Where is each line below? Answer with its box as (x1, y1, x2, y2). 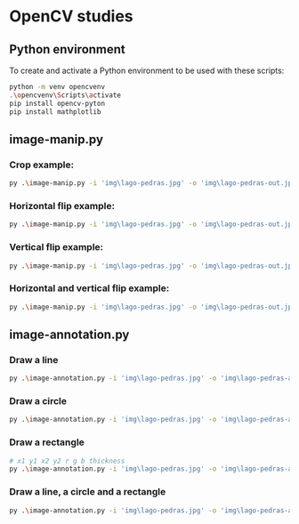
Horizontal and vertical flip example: (9, 282, 170, 294)
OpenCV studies (9, 6, 133, 27)
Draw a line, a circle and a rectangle (9, 486, 166, 498)
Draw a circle (9, 395, 68, 407)
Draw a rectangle (9, 436, 85, 448)
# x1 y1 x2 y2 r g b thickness (9, 456, 125, 465)
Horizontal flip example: (9, 199, 116, 212)
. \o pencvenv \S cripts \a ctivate (9, 91, 122, 100)
